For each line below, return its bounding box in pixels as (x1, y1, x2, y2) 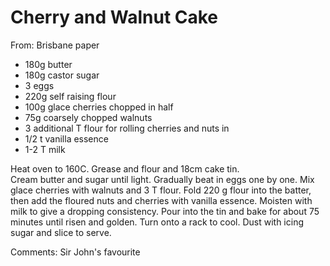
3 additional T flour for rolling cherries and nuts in (24, 122, 230, 134)
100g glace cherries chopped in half (24, 101, 174, 113)
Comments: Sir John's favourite (10, 246, 141, 258)
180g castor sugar (24, 69, 100, 81)
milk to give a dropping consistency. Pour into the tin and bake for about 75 (10, 205, 320, 217)
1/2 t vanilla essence (24, 132, 109, 145)
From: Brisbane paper (10, 39, 100, 51)
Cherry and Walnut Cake (10, 6, 219, 29)
